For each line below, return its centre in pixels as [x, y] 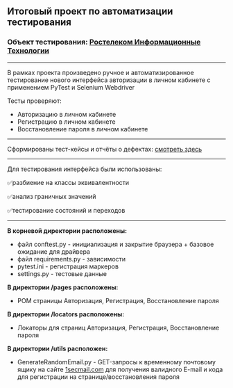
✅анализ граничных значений [52, 196]
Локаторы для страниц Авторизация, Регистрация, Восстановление [118, 328]
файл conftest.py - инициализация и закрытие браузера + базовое [115, 244]
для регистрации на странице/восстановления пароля [98, 377]
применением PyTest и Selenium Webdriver [71, 87]
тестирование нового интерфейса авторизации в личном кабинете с [109, 80]
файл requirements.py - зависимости [71, 259]
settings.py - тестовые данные [62, 273]
